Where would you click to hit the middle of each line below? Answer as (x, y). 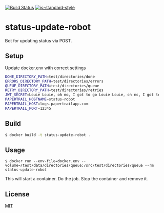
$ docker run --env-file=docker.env (42, 161)
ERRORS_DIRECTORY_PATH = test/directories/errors (54, 81)
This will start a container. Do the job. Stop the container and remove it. (76, 179)
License (17, 194)
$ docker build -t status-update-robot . (48, 135)
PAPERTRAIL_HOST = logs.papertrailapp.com (47, 104)
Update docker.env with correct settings (46, 68)
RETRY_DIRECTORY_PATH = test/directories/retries (54, 90)
